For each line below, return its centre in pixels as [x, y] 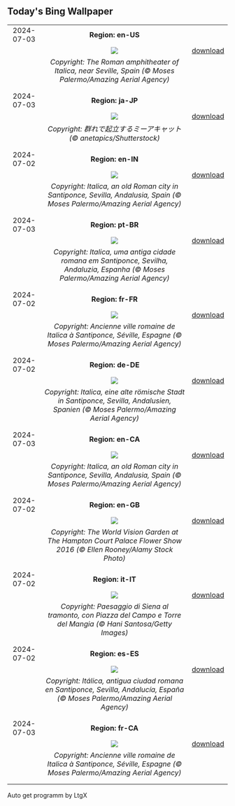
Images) [115, 632]
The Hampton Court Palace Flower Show [114, 541]
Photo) [115, 558]
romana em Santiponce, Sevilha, [115, 260]
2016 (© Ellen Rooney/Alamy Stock [114, 549]
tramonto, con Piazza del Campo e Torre [115, 615]
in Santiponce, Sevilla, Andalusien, [114, 401]
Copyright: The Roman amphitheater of [115, 62]
